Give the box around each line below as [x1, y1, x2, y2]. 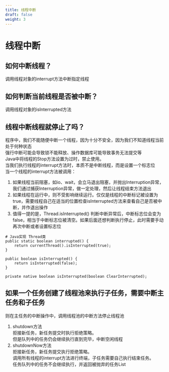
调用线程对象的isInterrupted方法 [5, 106, 72, 112]
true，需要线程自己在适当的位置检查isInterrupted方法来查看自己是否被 [12, 198, 158, 204]
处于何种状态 [5, 143, 32, 149]
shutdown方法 [12, 323, 42, 329]
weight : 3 [5, 17, 26, 22]
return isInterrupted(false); [14, 261, 78, 266]
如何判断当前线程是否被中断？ [5, 92, 98, 101]
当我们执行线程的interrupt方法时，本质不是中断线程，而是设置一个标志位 [5, 162, 155, 168]
